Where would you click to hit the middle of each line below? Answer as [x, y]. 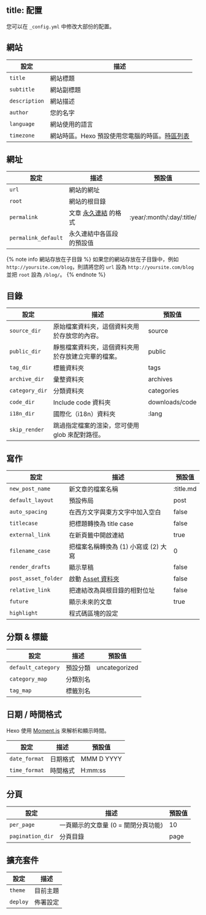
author [19, 112]
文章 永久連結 [88, 213]
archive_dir [27, 379]
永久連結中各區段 [93, 234]
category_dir [29, 391]
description [27, 101]
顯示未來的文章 [90, 602]
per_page [22, 824]
